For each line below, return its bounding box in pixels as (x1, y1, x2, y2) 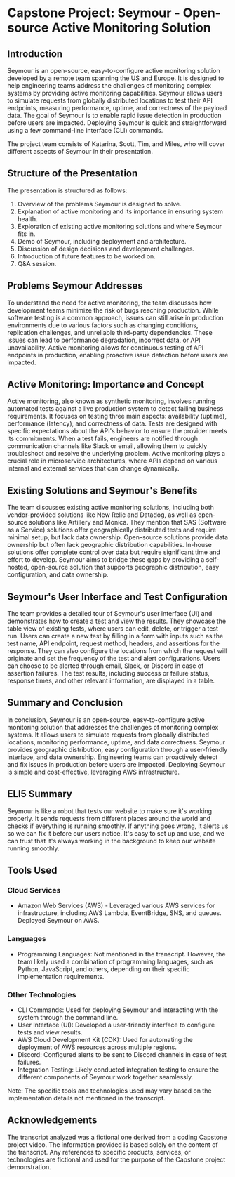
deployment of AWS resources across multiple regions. (17, 1043, 177, 1051)
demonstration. (7, 1162, 51, 1171)
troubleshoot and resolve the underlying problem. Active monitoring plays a (7, 449, 226, 458)
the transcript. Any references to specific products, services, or (7, 1148, 191, 1156)
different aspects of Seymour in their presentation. (7, 147, 153, 155)
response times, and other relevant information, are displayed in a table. (7, 676, 215, 685)
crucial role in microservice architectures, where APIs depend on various (7, 456, 217, 465)
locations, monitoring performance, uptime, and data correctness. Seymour (7, 737, 226, 746)
